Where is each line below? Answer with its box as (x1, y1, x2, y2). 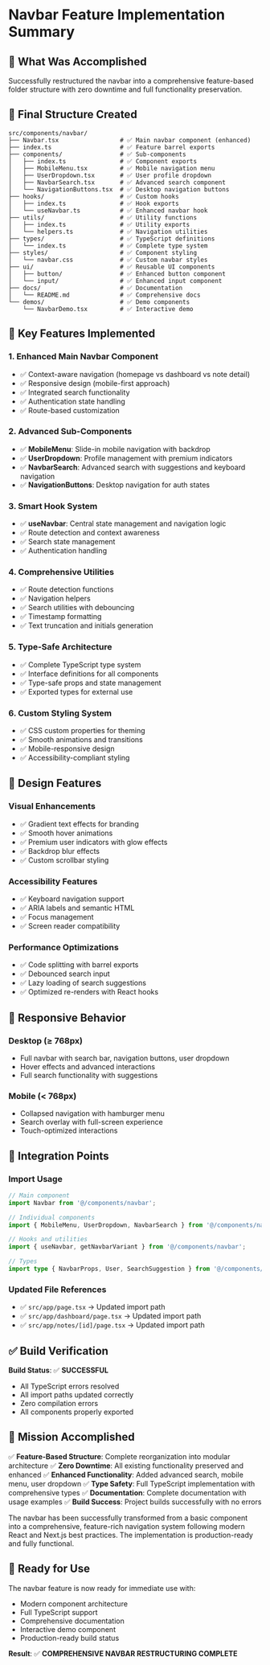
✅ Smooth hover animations (19, 828, 113, 838)
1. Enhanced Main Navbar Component (8, 351, 159, 363)
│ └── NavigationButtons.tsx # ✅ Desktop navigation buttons (8, 185, 230, 194)
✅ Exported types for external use (19, 687, 133, 696)
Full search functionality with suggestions (19, 1070, 158, 1080)
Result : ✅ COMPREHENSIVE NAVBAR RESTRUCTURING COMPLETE (8, 1648, 239, 1658)
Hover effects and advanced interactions (19, 1061, 155, 1071)
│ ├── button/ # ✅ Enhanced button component (8, 269, 227, 278)
